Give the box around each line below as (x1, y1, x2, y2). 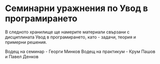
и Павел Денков (5, 53, 39, 59)
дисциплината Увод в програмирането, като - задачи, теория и (5, 34, 136, 40)
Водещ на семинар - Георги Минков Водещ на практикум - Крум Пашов (5, 49, 156, 54)
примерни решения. (5, 39, 47, 45)
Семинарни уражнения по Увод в (5, 3, 148, 14)
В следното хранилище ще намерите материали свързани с (5, 29, 130, 35)
